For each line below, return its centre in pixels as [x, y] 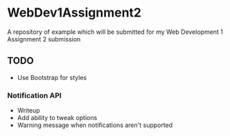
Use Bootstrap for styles [52, 77]
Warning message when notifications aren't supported [95, 125]
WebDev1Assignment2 [74, 13]
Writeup [28, 110]
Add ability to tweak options [57, 118]
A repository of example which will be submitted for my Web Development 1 [115, 32]
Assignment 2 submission [44, 39]
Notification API [35, 95]
